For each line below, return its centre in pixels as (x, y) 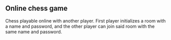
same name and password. (34, 32)
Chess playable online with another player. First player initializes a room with (86, 21)
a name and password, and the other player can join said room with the (80, 26)
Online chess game (36, 8)
